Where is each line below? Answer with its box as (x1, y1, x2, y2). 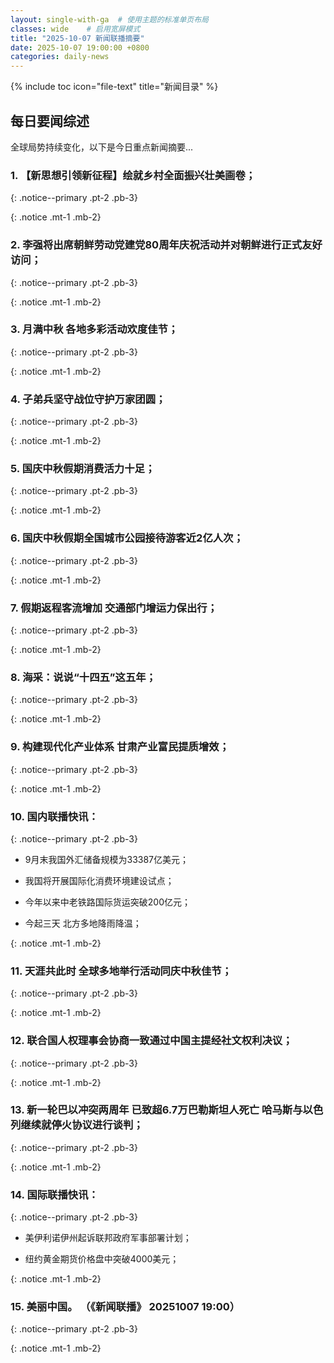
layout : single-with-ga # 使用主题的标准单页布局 (10, 14, 209, 25)
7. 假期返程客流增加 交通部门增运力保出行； (10, 601, 218, 615)
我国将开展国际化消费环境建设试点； (24, 874, 175, 886)
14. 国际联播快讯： (10, 1187, 99, 1201)
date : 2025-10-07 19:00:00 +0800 (10, 42, 150, 53)
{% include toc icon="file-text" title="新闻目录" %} (10, 81, 219, 93)
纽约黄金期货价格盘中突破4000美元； (24, 1253, 180, 1265)
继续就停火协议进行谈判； (20, 1118, 144, 1132)
